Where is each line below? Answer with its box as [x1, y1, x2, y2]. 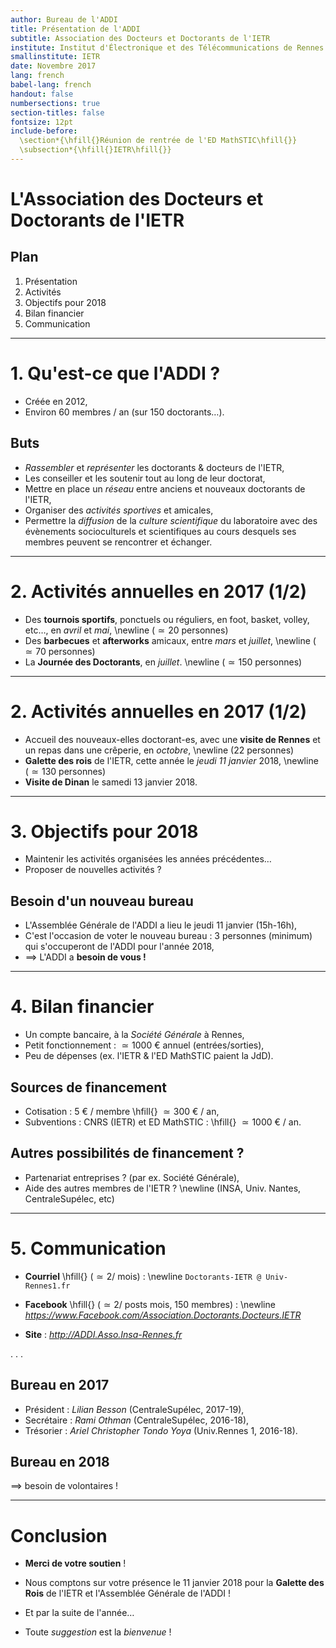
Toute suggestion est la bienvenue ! [24, 1626, 172, 1638]
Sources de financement [10, 1079, 167, 1096]
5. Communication [10, 1237, 167, 1260]
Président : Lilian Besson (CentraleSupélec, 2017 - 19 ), [24, 1403, 245, 1415]
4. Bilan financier [10, 996, 155, 1018]
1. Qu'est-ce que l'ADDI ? [10, 362, 221, 385]
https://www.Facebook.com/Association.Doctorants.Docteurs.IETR [24, 1309, 302, 1321]
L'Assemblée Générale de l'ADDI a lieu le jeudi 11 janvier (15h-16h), [24, 919, 298, 931]
